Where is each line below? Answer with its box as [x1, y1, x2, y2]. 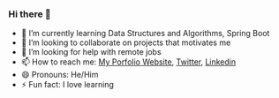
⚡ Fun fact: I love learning [20, 79, 114, 90]
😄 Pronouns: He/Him [20, 70, 99, 80]
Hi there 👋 [8, 8, 52, 20]
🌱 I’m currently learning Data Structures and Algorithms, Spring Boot [20, 28, 270, 39]
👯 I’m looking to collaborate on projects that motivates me [20, 37, 231, 48]
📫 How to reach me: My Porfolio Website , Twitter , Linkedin [20, 57, 237, 67]
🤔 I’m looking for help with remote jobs [20, 47, 162, 57]
